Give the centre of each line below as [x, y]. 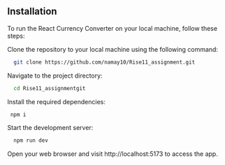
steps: [16, 36]
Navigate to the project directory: [55, 76]
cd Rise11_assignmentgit [50, 88]
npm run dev [31, 141]
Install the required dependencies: [57, 101]
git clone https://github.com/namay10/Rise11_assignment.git [104, 62]
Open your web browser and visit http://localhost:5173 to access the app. [112, 154]
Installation [32, 12]
